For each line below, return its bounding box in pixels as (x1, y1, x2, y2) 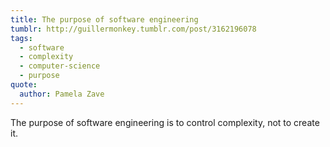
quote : (10, 80, 38, 90)
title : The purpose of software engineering (10, 14, 199, 25)
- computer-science (19, 61, 101, 71)
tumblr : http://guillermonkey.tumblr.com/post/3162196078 (10, 24, 257, 34)
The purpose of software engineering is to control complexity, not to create (10, 116, 320, 128)
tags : (10, 33, 33, 43)
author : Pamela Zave (19, 89, 105, 99)
